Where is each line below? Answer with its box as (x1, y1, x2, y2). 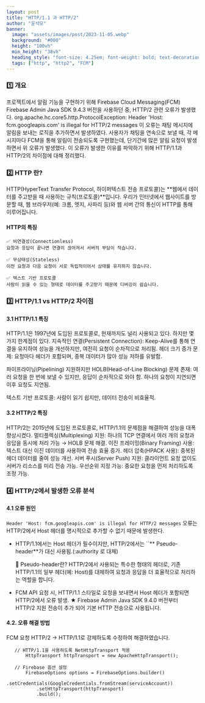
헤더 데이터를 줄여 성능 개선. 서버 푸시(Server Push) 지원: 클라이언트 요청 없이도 (6, 454, 197, 462)
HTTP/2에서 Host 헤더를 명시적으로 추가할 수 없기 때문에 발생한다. (6, 526, 165, 534)
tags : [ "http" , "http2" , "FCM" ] (12, 60, 95, 66)
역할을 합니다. (21, 575, 55, 583)
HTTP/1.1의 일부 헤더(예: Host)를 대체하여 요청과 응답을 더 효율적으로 (15, 568, 180, 575)
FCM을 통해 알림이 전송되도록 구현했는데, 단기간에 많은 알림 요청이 (27, 136, 186, 144)
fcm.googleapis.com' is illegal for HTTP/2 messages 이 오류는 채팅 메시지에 (6, 121, 193, 128)
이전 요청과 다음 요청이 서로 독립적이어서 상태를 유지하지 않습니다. (6, 263, 153, 269)
